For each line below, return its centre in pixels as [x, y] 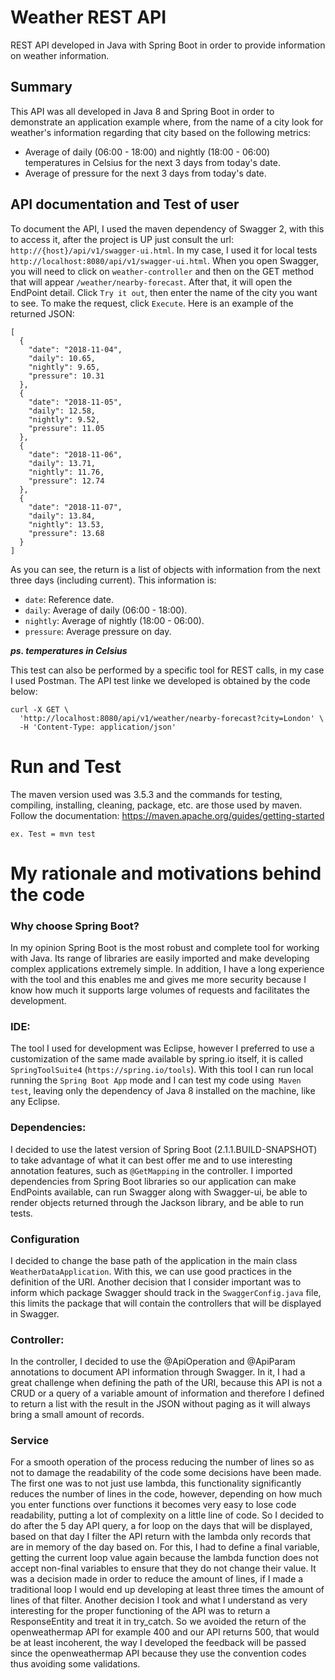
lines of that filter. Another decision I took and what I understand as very [159, 1600]
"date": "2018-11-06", [75, 454]
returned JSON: [42, 313]
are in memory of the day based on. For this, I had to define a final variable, [165, 1547]
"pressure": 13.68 [66, 533]
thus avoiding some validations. [75, 1664]
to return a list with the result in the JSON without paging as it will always [160, 1404]
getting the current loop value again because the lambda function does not [164, 1558]
